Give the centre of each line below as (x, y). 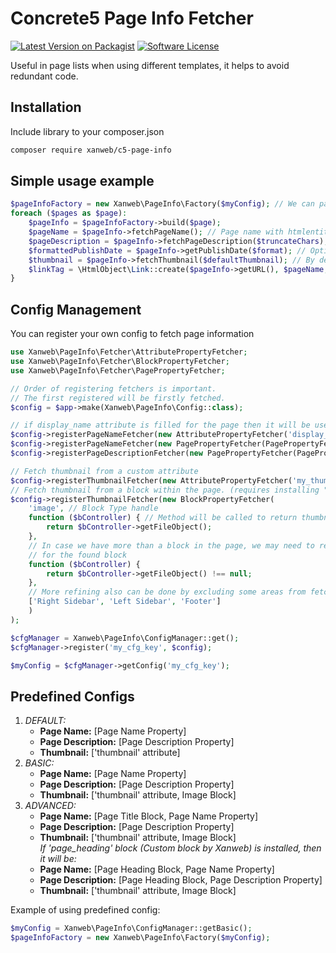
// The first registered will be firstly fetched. (118, 398)
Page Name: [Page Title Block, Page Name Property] (149, 816)
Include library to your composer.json (87, 131)
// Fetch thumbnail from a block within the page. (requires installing (165, 490)
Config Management (76, 309)
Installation (46, 107)
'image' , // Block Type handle (93, 508)
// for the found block (78, 555)
